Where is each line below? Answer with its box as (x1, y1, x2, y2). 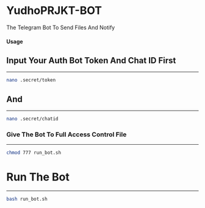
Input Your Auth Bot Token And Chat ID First (6, 55, 176, 66)
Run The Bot (6, 170, 70, 184)
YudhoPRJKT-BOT (6, 4, 103, 18)
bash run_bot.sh (6, 196, 48, 203)
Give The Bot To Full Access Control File (6, 130, 127, 139)
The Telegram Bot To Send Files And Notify (6, 24, 115, 31)
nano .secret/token (6, 77, 56, 83)
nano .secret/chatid (6, 116, 59, 122)
